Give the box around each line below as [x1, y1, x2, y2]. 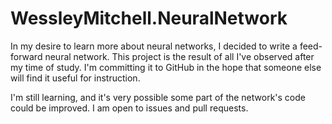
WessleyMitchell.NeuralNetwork [10, 7, 288, 30]
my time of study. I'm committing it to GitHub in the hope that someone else [10, 61, 322, 73]
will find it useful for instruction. [10, 72, 141, 84]
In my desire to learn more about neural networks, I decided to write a [10, 40, 298, 52]
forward [10, 50, 43, 62]
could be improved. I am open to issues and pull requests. [10, 102, 249, 114]
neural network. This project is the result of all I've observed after [44, 50, 315, 62]
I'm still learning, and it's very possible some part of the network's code [10, 91, 306, 103]
